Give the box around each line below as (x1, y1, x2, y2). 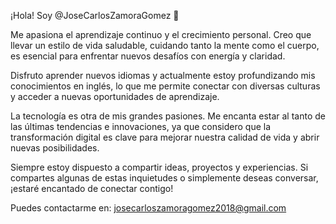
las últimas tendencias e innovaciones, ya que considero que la (10, 121, 272, 132)
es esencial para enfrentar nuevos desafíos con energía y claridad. (10, 50, 286, 62)
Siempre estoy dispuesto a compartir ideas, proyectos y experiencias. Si (10, 161, 309, 173)
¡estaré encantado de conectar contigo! (10, 183, 174, 194)
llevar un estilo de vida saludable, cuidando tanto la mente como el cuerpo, (10, 40, 320, 51)
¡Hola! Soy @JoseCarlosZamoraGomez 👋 (10, 10, 180, 21)
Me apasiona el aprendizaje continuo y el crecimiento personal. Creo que (10, 29, 312, 40)
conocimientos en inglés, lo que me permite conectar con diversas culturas (10, 80, 321, 92)
